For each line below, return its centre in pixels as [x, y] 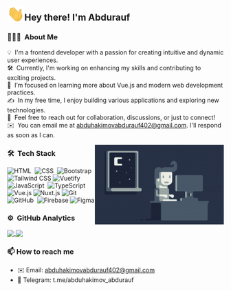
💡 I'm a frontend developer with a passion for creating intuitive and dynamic [115, 52]
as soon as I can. [31, 135]
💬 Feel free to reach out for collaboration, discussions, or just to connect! [111, 117]
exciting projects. [32, 77]
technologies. [26, 110]
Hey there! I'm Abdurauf [77, 18]
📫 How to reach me [41, 252]
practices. [21, 92]
